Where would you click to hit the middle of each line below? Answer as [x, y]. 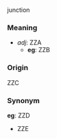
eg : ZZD [19, 115]
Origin [18, 68]
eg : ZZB [38, 50]
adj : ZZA [29, 43]
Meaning [22, 27]
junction [19, 10]
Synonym [23, 100]
